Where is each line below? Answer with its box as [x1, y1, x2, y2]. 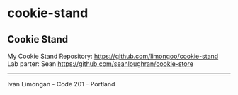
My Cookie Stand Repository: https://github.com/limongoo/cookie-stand [7, 52, 219, 60]
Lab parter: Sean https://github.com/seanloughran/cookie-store [7, 60, 193, 68]
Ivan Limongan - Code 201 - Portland [7, 80, 115, 88]
